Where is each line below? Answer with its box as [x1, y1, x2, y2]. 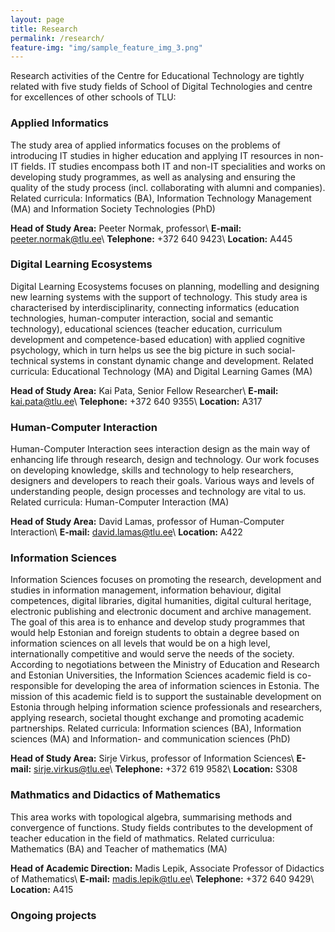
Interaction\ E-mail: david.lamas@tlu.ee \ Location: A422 [10, 526, 243, 538]
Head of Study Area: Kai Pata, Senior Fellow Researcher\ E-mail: [10, 384, 279, 396]
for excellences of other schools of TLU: [10, 91, 177, 103]
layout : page [10, 14, 65, 25]
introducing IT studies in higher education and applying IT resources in [10, 149, 302, 161]
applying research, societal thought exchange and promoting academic [10, 712, 305, 724]
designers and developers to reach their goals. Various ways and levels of [10, 475, 315, 487]
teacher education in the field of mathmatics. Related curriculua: [10, 832, 275, 844]
